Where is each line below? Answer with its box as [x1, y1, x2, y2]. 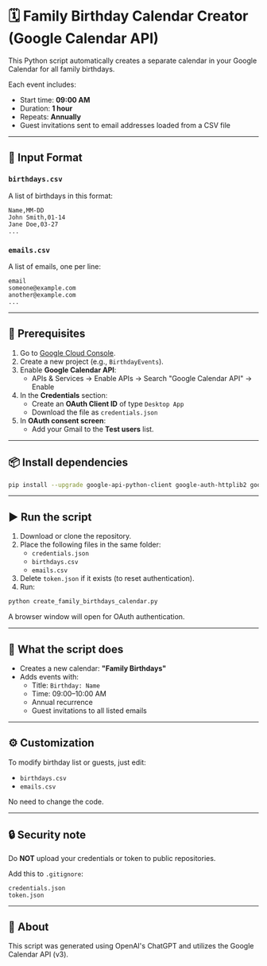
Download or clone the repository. [19, 532, 132, 541]
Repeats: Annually [19, 111, 82, 121]
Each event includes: [8, 80, 77, 89]
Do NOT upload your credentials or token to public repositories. [8, 853, 216, 863]
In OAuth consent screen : [19, 415, 106, 425]
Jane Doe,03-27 [8, 220, 59, 228]
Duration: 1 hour [19, 103, 73, 113]
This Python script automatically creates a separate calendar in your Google [8, 56, 257, 65]
